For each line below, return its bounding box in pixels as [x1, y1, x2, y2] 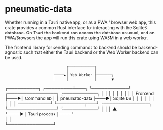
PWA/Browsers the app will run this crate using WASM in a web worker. [5, 35, 148, 41]
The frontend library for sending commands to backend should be [5, 44, 138, 50]
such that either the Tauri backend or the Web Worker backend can [23, 49, 159, 55]
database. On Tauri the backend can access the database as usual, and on [5, 30, 155, 35]
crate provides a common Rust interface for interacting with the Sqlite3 [5, 24, 147, 30]
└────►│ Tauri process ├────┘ [5, 111, 75, 117]
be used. [5, 54, 23, 60]
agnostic [5, 49, 23, 55]
